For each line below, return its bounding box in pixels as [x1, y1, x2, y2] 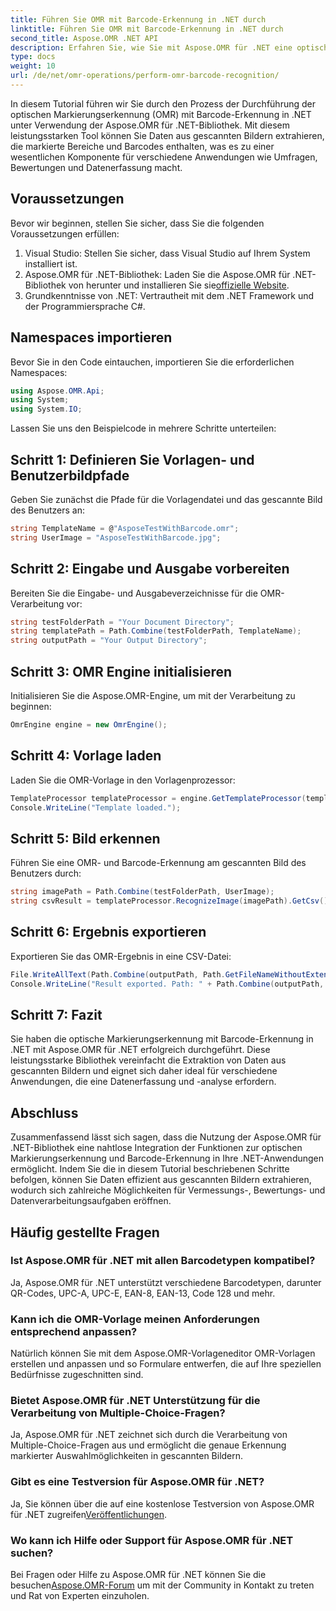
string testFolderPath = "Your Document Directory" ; [10, 617, 235, 627]
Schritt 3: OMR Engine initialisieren [10, 663, 233, 680]
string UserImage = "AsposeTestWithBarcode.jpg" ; [10, 532, 222, 543]
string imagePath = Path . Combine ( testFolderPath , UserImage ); [10, 887, 275, 897]
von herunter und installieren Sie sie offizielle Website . [68, 279, 290, 291]
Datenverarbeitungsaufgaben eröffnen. [10, 1195, 172, 1207]
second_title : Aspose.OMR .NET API [10, 33, 159, 43]
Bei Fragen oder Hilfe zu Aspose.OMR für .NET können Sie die [10, 1569, 267, 1580]
